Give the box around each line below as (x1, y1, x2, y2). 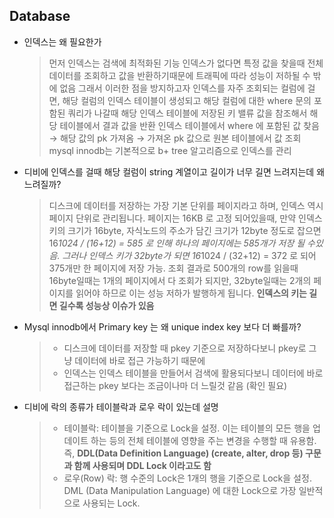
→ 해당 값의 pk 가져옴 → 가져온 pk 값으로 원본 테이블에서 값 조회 (48, 132, 302, 144)
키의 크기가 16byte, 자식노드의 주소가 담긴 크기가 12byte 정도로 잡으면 (48, 224, 322, 236)
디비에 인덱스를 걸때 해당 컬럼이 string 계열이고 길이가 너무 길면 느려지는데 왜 (23, 165, 326, 178)
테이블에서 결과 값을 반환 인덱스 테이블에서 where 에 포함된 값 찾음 (59, 119, 320, 131)
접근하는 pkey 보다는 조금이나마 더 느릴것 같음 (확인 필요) (63, 379, 288, 391)
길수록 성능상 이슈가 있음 (58, 299, 155, 311)
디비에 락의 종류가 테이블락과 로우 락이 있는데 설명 (23, 400, 219, 413)
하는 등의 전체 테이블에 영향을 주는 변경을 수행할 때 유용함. (90, 434, 317, 446)
